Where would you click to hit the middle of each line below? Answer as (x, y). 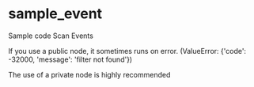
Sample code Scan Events (51, 36)
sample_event (55, 14)
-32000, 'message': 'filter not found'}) (70, 59)
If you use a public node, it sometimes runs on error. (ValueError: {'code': (127, 51)
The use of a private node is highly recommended (89, 74)
